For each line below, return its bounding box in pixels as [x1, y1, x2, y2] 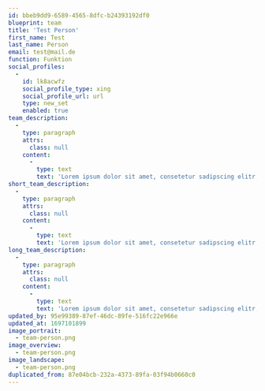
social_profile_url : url [22, 92, 104, 100]
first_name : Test [8, 33, 65, 42]
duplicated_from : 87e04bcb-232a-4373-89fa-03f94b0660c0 [8, 371, 196, 378]
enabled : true [22, 107, 69, 115]
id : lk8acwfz [22, 77, 65, 85]
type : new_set [22, 99, 69, 107]
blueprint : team [8, 19, 62, 27]
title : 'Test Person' [8, 26, 80, 34]
